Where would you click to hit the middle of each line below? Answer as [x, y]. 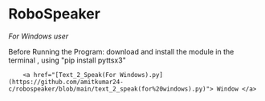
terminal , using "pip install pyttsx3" [67, 60]
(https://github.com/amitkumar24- [66, 82]
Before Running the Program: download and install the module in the [121, 51]
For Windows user [39, 36]
